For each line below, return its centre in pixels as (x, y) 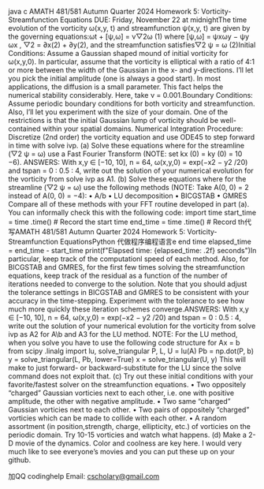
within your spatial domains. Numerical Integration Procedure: (143, 129)
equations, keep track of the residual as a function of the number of (118, 276)
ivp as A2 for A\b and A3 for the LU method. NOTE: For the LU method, (123, 334)
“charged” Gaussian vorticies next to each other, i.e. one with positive (121, 393)
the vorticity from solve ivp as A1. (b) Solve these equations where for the (127, 179)
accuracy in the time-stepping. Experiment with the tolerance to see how (126, 300)
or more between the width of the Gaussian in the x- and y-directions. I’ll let (131, 70)
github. (20, 460)
